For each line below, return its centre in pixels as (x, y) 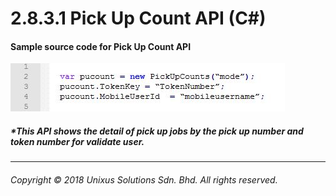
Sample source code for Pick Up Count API (101, 46)
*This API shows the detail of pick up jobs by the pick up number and (157, 131)
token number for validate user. (77, 141)
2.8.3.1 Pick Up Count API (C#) (138, 18)
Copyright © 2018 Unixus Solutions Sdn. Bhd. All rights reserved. (144, 179)
